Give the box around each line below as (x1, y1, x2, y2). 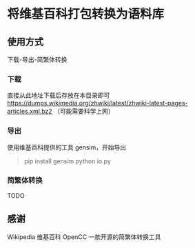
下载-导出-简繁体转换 (7, 56, 68, 63)
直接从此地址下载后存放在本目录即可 (7, 91, 110, 100)
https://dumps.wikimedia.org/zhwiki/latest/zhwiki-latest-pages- (7, 99, 188, 107)
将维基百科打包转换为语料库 (7, 6, 165, 22)
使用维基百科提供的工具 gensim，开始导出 (7, 143, 126, 152)
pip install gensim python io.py (23, 156, 112, 165)
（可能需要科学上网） (54, 107, 115, 116)
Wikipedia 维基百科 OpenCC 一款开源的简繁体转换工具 (7, 232, 161, 241)
